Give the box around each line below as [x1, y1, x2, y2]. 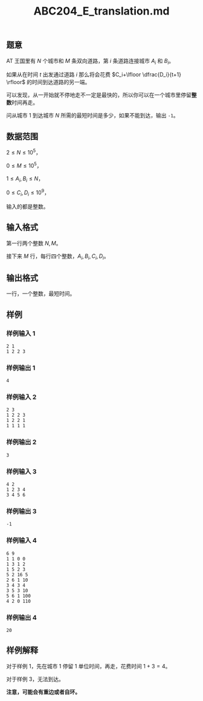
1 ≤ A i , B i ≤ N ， [6, 174, 44, 183]
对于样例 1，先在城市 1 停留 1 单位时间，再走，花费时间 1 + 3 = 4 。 [6, 662, 171, 670]
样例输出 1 [6, 363, 36, 372]
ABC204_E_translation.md [33, 4, 170, 18]
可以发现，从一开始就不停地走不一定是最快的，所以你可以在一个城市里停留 [6, 91, 192, 99]
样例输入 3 [6, 467, 37, 476]
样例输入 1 [6, 329, 36, 337]
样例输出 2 [6, 438, 37, 446]
